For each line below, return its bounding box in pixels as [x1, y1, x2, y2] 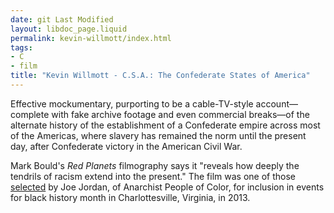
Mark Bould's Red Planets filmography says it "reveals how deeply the [10, 159, 300, 171]
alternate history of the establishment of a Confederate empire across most [10, 119, 321, 131]
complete [10, 108, 50, 120]
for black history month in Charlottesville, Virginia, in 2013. [10, 191, 251, 203]
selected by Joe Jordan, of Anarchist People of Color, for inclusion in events [10, 181, 325, 193]
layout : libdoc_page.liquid [10, 24, 128, 34]
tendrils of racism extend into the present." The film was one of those [10, 170, 296, 182]
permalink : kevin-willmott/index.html [10, 33, 172, 43]
